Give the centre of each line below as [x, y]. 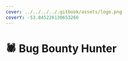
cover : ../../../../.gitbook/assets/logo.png [64, 12]
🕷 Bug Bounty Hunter [61, 48]
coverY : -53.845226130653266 [42, 18]
